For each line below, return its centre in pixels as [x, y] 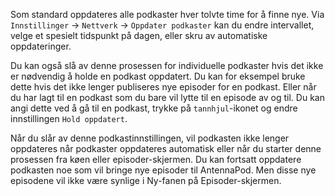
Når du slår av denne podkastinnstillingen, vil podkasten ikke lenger [150, 138]
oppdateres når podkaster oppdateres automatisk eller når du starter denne [166, 148]
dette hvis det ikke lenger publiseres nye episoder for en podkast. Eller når [163, 87]
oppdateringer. [41, 46]
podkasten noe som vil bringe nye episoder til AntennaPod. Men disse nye [163, 170]
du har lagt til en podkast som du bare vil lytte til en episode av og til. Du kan [167, 97]
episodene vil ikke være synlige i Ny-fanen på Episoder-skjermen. [146, 180]
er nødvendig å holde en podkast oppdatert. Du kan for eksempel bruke [158, 76]
